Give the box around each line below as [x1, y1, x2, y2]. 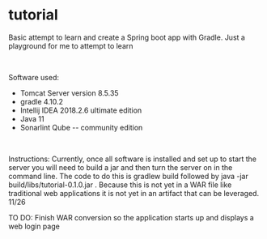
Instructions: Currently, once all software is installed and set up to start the [8, 154, 257, 164]
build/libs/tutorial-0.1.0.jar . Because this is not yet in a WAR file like [8, 180, 232, 190]
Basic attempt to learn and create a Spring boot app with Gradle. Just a [8, 32, 245, 42]
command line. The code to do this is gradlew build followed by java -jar [8, 171, 249, 181]
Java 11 [19, 113, 44, 123]
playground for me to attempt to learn [8, 41, 133, 50]
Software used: [8, 72, 59, 82]
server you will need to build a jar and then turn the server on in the [8, 162, 233, 172]
